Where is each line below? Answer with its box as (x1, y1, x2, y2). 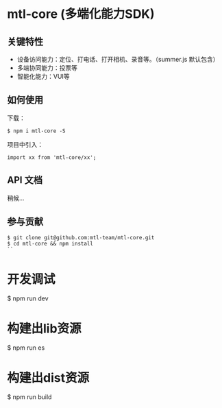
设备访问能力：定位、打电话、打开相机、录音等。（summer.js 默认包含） (16, 56, 219, 63)
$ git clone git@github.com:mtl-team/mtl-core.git (7, 235, 155, 241)
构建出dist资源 (7, 370, 90, 385)
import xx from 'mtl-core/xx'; (7, 154, 97, 161)
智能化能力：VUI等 (16, 73, 70, 80)
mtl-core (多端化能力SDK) (7, 6, 156, 22)
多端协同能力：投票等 (16, 64, 77, 72)
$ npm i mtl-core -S (7, 128, 66, 134)
